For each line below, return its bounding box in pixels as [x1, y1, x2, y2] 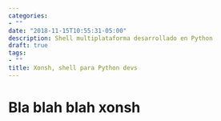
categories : [8, 11, 48, 20]
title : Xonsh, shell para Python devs [8, 64, 138, 72]
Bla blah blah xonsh [8, 98, 141, 116]
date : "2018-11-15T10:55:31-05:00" [8, 26, 127, 34]
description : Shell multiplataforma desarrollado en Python [8, 34, 214, 42]
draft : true [8, 42, 48, 50]
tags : [8, 49, 26, 57]
